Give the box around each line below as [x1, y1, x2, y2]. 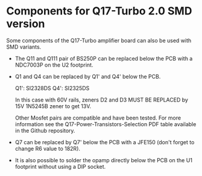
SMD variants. [6, 43, 42, 50]
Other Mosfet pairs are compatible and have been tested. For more [14, 114, 181, 121]
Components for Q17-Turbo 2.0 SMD [6, 4, 192, 18]
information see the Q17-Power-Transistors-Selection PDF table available [14, 120, 197, 127]
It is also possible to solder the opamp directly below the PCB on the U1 [14, 156, 193, 163]
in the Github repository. [14, 127, 75, 134]
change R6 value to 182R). [14, 145, 80, 152]
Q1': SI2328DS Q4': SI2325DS [14, 84, 90, 91]
